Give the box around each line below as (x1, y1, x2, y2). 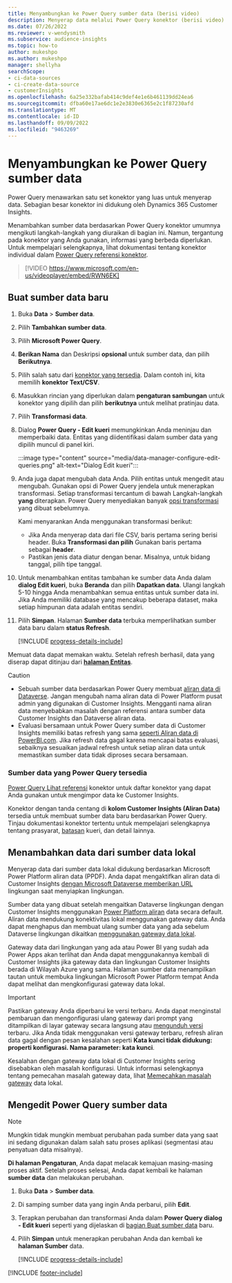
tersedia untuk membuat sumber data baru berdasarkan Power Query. (8, 812, 208, 820)
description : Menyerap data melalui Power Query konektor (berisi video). (8, 17, 228, 24)
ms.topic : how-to (8, 42, 58, 49)
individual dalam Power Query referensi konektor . (8, 250, 148, 259)
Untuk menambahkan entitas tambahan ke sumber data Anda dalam (17, 573, 211, 582)
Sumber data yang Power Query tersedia (8, 768, 148, 778)
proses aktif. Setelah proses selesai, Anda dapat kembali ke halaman (8, 1166, 203, 1174)
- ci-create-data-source (8, 81, 79, 88)
